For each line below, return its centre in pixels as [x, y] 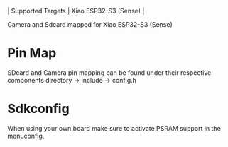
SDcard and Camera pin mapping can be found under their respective [109, 72]
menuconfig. [26, 136]
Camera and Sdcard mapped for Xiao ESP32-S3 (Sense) [90, 24]
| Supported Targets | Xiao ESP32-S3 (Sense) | [76, 11]
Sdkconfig [38, 109]
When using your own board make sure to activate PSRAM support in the [114, 128]
